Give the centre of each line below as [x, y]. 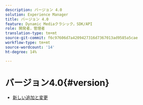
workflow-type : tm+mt [28, 43]
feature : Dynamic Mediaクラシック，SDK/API [49, 24]
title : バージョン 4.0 [27, 19]
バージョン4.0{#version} [57, 83]
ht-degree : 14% [21, 52]
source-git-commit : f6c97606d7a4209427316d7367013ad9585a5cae [71, 38]
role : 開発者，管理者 [25, 29]
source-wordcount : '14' [30, 47]
